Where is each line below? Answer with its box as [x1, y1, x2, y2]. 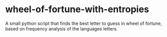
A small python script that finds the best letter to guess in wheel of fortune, [5, 20, 162, 26]
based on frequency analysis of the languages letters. [5, 25, 118, 31]
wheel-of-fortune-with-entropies [5, 4, 149, 15]
